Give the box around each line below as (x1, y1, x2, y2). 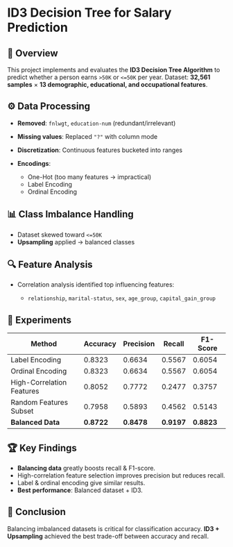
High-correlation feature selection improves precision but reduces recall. (17, 471, 225, 480)
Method (31, 339, 58, 348)
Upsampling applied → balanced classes (17, 237, 135, 246)
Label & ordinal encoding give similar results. (17, 479, 146, 487)
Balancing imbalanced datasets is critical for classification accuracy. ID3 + (7, 524, 220, 532)
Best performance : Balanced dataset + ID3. (17, 486, 144, 494)
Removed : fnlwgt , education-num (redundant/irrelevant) (17, 119, 176, 127)
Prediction (7, 19, 68, 35)
